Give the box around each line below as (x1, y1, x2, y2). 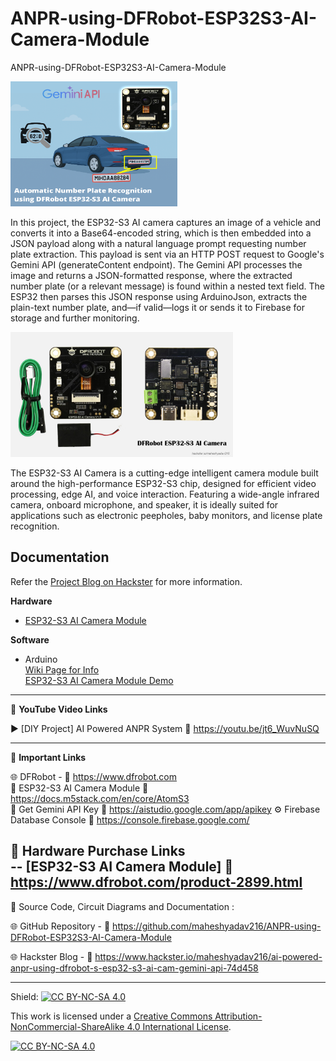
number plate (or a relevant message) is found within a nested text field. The (10, 280, 325, 292)
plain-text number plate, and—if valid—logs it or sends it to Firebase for (10, 301, 306, 313)
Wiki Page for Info (24, 663, 100, 676)
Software (10, 633, 50, 646)
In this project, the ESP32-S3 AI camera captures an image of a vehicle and (10, 216, 322, 228)
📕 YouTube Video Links (10, 703, 108, 715)
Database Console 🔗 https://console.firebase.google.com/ (10, 813, 250, 826)
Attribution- (214, 1010, 263, 1022)
